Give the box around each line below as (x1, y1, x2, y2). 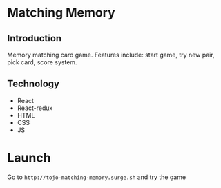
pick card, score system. (7, 58, 77, 66)
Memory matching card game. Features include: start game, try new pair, (7, 50, 215, 59)
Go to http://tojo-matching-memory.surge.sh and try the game (7, 173, 186, 181)
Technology (7, 78, 60, 90)
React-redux (17, 104, 53, 112)
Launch (7, 150, 51, 165)
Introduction (7, 32, 62, 44)
